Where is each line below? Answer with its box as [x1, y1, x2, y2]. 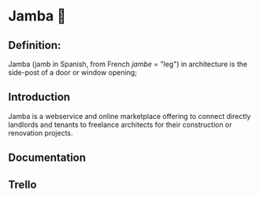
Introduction [8, 91, 71, 104]
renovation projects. [8, 128, 73, 137]
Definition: [8, 39, 61, 52]
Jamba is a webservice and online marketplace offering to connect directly [8, 111, 251, 121]
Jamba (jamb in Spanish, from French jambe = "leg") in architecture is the [8, 59, 248, 69]
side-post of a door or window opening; [8, 68, 138, 77]
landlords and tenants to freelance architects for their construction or [8, 120, 232, 129]
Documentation [8, 151, 87, 165]
